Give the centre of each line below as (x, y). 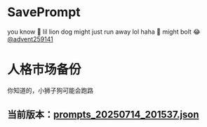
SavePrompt (44, 12)
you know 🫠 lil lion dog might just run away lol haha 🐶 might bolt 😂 (104, 32)
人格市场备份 (45, 70)
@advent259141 (31, 39)
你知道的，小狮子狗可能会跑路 (50, 90)
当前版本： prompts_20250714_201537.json (103, 115)
